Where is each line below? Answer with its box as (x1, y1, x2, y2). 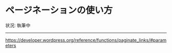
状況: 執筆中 (5, 22, 31, 28)
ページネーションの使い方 (5, 5, 113, 16)
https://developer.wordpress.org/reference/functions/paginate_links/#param (5, 37, 167, 43)
